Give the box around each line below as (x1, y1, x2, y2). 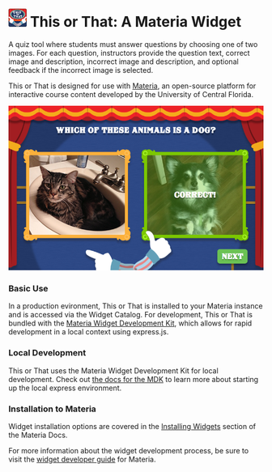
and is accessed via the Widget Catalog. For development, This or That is (8, 310, 253, 320)
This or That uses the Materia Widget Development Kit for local (8, 365, 219, 376)
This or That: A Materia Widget (29, 13, 241, 32)
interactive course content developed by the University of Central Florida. (8, 89, 253, 99)
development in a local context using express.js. (8, 327, 169, 337)
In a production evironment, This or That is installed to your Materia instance (8, 301, 263, 311)
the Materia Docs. (8, 430, 68, 440)
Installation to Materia (8, 403, 97, 415)
